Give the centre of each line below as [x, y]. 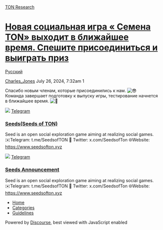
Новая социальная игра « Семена [78, 27]
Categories [23, 207]
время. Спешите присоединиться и [81, 48]
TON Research [20, 7]
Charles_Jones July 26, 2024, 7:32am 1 [45, 81]
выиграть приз [37, 58]
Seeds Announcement [32, 170]
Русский [14, 71]
